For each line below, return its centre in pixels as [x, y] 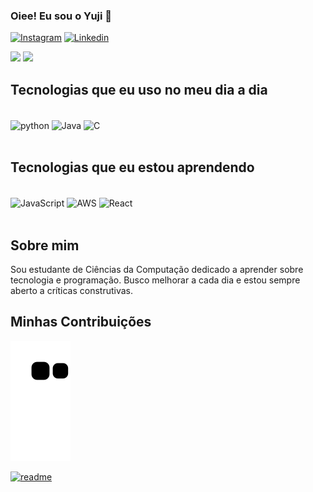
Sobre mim [45, 245]
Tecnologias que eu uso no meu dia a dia [139, 89]
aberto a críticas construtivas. [71, 291]
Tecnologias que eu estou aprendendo [132, 167]
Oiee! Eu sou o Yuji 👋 [61, 16]
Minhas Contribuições [81, 322]
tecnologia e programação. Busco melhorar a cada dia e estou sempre [155, 280]
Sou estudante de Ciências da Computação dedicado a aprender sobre [157, 270]
